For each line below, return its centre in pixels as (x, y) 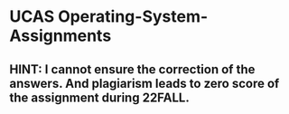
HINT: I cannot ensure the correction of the (132, 69)
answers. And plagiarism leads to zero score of (144, 83)
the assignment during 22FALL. (99, 97)
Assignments (61, 36)
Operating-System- (133, 17)
